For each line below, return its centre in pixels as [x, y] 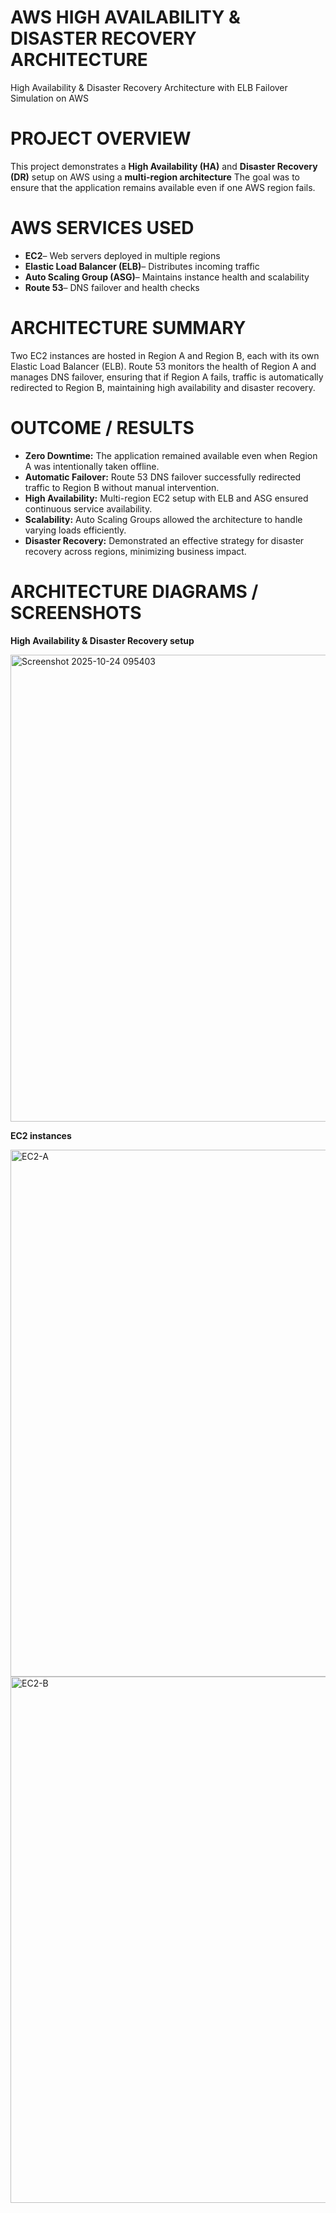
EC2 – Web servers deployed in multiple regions [122, 255]
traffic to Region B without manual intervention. [122, 487]
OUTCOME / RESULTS [102, 427]
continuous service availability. [88, 508]
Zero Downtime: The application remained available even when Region [171, 455]
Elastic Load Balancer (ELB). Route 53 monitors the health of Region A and [163, 366]
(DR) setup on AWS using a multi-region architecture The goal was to [155, 177]
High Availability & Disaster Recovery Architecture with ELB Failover [149, 87]
